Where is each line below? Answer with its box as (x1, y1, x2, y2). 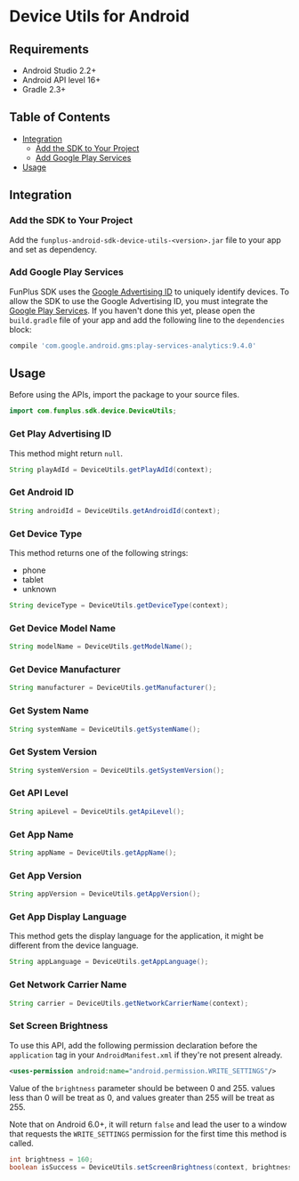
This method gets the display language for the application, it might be (9, 931, 264, 942)
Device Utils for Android (9, 6, 190, 27)
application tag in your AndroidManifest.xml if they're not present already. (9, 1049, 283, 1060)
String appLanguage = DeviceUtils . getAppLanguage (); (9, 958, 209, 967)
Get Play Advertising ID (9, 428, 112, 440)
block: (9, 324, 33, 334)
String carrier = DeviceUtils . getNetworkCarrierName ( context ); (9, 999, 249, 1008)
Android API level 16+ (21, 75, 101, 85)
